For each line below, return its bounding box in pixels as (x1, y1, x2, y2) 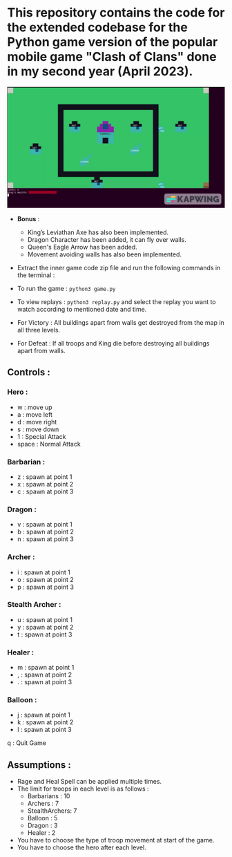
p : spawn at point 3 (17, 583, 75, 591)
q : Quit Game (7, 739, 47, 747)
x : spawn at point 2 (17, 480, 74, 488)
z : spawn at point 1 (17, 472, 72, 481)
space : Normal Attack (17, 440, 81, 448)
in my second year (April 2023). (7, 64, 193, 79)
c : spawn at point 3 (17, 487, 74, 496)
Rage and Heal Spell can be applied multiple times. (17, 778, 162, 786)
